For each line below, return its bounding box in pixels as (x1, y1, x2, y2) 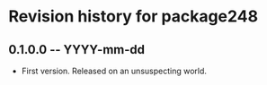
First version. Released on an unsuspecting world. (21, 65, 208, 76)
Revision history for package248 (8, 6, 258, 27)
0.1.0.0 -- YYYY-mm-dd (8, 42, 146, 57)
